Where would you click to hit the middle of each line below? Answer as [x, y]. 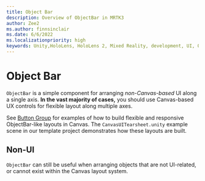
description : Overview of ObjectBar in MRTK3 [65, 18]
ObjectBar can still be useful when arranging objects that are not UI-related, [101, 165]
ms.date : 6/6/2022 [30, 35]
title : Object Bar [30, 12]
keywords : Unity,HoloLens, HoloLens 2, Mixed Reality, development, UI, [101, 46]
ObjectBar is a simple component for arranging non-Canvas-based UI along [102, 93]
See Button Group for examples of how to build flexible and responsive [95, 118]
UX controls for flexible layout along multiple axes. [70, 106]
